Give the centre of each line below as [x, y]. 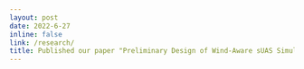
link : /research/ [42, 43]
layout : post [34, 17]
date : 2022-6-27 [40, 26]
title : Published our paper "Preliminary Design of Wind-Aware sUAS [141, 51]
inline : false [36, 34]
